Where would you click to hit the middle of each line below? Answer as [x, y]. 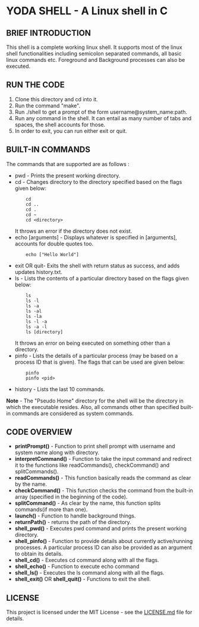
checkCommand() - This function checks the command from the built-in [104, 491]
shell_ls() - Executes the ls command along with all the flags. [89, 573]
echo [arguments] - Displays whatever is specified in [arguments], [96, 237]
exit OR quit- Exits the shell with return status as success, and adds [97, 266]
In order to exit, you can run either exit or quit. [71, 131]
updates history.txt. [38, 272]
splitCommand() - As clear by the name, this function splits [88, 503]
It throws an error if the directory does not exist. [73, 231]
